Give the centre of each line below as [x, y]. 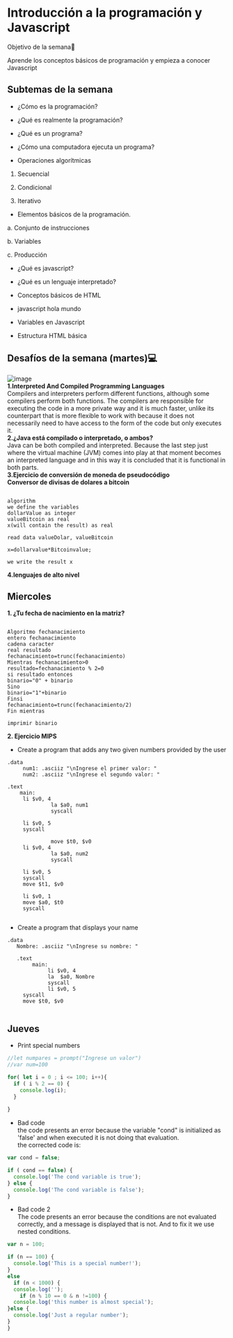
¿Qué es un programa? [50, 133]
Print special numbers [49, 1046]
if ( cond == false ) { [40, 1170]
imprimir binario [32, 724]
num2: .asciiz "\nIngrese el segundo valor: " [91, 775]
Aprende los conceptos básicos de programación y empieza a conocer [109, 60]
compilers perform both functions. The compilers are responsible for [105, 401]
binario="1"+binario [37, 693]
